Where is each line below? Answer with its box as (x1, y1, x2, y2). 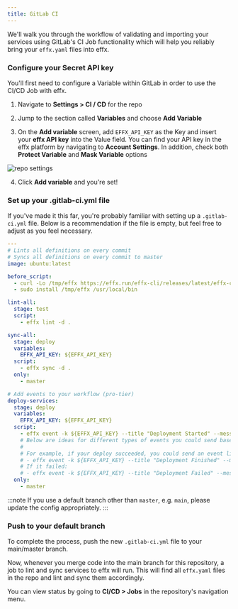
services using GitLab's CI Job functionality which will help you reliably (7, 37, 215, 46)
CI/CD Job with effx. (7, 86, 67, 94)
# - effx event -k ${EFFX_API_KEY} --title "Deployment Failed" (20, 470, 214, 477)
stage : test (13, 306, 50, 313)
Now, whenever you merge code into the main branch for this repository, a (7, 559, 225, 567)
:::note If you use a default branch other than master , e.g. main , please (7, 495, 210, 504)
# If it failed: (20, 463, 69, 471)
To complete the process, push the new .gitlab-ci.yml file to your (7, 537, 203, 546)
